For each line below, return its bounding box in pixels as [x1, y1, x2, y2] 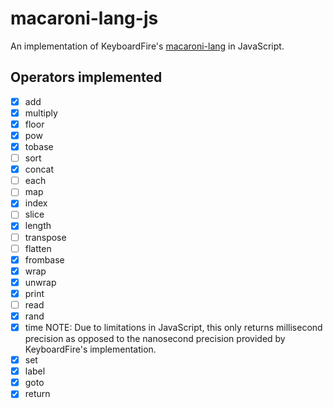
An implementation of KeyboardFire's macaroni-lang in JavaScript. [10, 40, 285, 52]
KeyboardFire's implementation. [24, 343, 157, 356]
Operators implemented [10, 69, 163, 86]
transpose [24, 231, 67, 243]
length [24, 220, 52, 232]
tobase [24, 141, 54, 152]
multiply [24, 107, 58, 119]
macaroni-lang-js [10, 7, 159, 30]
